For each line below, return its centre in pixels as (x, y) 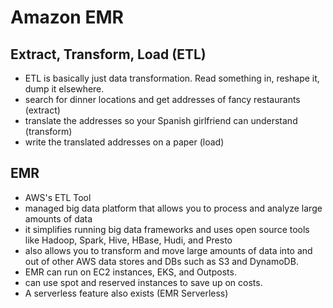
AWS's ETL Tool (58, 197)
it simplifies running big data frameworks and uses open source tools (167, 229)
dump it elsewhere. (64, 89)
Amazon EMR (67, 17)
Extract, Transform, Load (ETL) (108, 54)
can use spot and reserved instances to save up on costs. (143, 282)
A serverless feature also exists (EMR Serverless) (126, 293)
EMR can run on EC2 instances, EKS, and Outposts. (130, 272)
